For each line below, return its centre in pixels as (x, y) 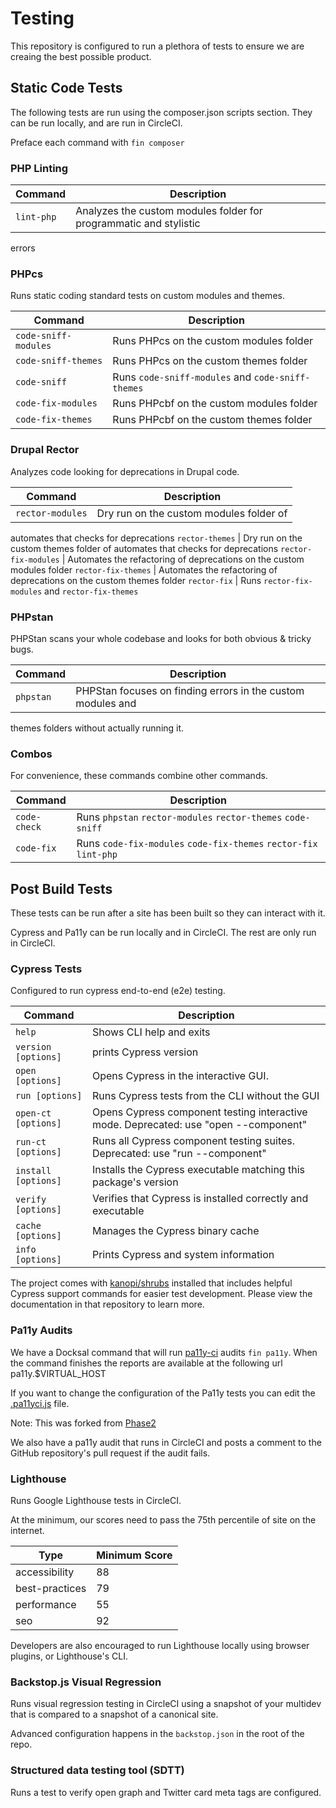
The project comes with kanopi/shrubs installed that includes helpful (151, 1283)
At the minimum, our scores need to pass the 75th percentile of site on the (163, 1519)
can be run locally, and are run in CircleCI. (96, 123)
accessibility (45, 1572)
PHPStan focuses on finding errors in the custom (190, 690)
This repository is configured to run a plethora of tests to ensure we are (157, 46)
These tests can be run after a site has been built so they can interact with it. (168, 913)
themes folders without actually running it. (97, 728)
